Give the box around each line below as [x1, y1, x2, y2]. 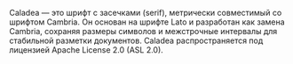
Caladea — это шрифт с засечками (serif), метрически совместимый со [9, 8, 282, 18]
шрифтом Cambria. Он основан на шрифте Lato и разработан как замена [9, 17, 286, 27]
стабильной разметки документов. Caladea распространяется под [9, 35, 264, 46]
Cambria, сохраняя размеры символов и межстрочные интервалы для [9, 26, 278, 36]
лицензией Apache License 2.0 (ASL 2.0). [9, 45, 164, 55]
